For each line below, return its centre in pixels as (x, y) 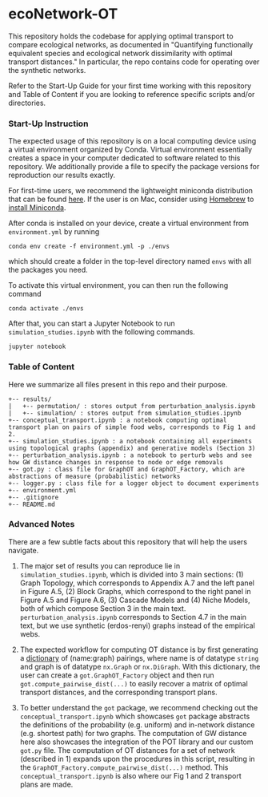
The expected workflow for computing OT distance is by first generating (139, 649)
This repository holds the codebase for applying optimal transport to (121, 36)
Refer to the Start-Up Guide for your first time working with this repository (130, 86)
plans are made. (46, 784)
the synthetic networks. (47, 70)
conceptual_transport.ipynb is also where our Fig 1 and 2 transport (130, 775)
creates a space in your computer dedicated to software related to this (124, 158)
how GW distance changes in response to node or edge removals (116, 462)
